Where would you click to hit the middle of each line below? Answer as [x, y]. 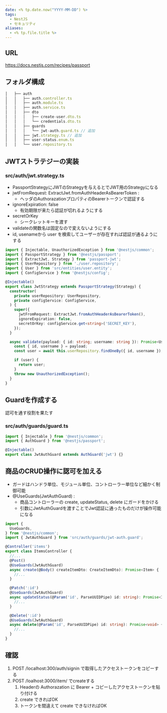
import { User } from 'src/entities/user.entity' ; [59, 268]
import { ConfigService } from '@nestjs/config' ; [58, 273]
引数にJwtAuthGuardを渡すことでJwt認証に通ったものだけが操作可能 [90, 508]
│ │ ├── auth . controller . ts [39, 98]
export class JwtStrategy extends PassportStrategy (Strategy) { [73, 287]
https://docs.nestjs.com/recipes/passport [48, 65]
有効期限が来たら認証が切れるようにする [61, 210]
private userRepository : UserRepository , [57, 296]
